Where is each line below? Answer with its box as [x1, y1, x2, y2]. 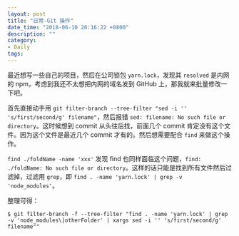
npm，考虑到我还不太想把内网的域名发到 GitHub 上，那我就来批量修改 [15, 79, 221, 88]
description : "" [7, 30, 56, 38]
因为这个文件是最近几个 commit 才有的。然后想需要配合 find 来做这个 [19, 130, 225, 139]
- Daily [7, 43, 31, 51]
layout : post [7, 10, 46, 18]
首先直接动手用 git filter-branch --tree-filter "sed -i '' [7, 103, 188, 112]
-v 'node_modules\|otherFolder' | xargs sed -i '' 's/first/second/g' [7, 217, 222, 224]
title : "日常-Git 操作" [7, 17, 73, 24]
